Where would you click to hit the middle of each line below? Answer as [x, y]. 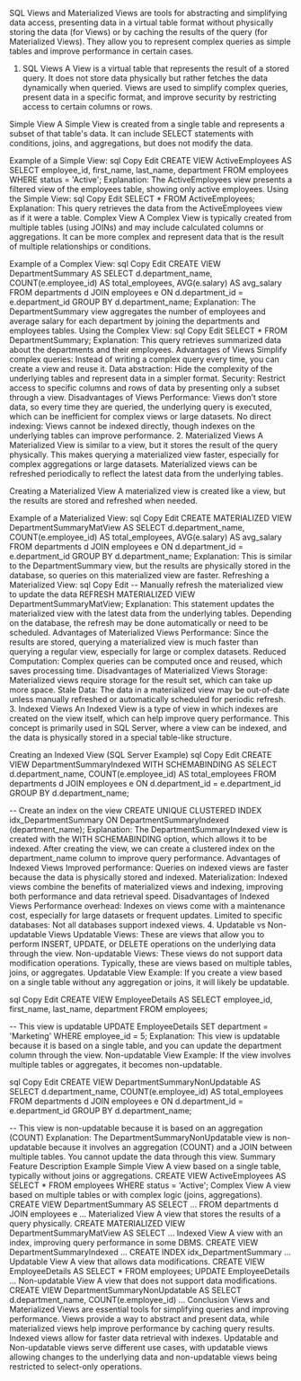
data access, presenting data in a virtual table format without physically [142, 22]
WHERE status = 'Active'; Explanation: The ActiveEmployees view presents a [151, 180]
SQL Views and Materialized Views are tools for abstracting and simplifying [148, 13]
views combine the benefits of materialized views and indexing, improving [146, 887]
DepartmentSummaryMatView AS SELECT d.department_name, [127, 528]
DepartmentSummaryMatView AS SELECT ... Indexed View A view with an [146, 1233]
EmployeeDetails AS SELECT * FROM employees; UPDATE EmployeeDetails [150, 1271]
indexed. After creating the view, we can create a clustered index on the [142, 849]
